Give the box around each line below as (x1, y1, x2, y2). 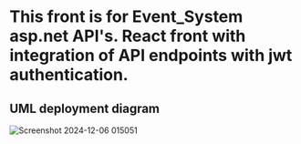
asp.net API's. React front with (9, 26, 246, 46)
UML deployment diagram (9, 100, 161, 116)
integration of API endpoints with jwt (9, 46, 293, 66)
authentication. (9, 65, 130, 86)
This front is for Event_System (9, 6, 244, 27)
